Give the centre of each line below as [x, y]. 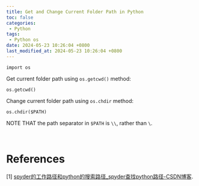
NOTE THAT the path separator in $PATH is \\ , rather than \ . [79, 123]
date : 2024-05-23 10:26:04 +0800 [48, 46]
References [35, 159]
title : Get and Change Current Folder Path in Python [75, 12]
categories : [21, 23]
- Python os [24, 40]
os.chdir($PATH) [26, 112]
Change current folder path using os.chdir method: [70, 101]
